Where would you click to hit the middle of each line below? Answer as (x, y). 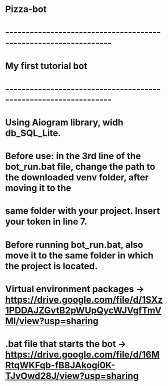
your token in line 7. (46, 222)
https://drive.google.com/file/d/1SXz (84, 299)
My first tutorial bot (46, 66)
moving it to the (38, 188)
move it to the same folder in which (79, 255)
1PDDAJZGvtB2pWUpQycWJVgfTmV (83, 310)
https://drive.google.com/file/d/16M (82, 354)
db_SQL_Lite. (33, 133)
